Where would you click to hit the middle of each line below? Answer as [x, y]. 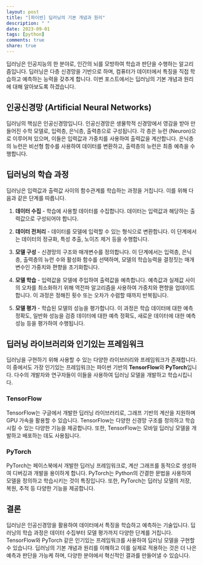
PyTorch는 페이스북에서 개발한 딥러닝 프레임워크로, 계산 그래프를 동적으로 [93, 465]
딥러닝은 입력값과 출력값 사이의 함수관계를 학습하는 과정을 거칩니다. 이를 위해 [97, 190]
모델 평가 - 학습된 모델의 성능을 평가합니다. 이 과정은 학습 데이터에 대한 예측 [104, 308]
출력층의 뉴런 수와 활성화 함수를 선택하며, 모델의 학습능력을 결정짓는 [103, 259]
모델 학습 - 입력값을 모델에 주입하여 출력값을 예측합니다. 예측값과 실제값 [99, 280]
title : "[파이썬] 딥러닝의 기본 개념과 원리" [56, 18]
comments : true [25, 40]
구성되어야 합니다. [57, 218]
